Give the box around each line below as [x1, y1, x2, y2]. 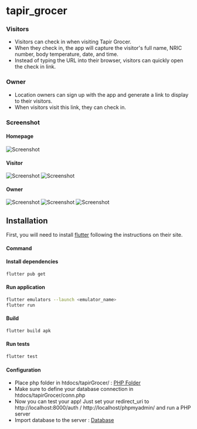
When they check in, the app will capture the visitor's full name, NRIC [14, 45, 182, 52]
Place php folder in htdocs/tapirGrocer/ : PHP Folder [14, 379, 141, 386]
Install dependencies [6, 258, 59, 265]
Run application [6, 284, 46, 291]
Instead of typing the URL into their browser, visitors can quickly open [14, 57, 184, 64]
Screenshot [6, 118, 40, 127]
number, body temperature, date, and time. [14, 51, 118, 58]
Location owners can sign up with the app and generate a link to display [14, 91, 189, 98]
